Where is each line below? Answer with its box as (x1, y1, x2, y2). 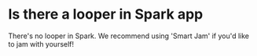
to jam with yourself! (8, 39, 75, 48)
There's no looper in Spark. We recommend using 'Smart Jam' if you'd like (8, 31, 250, 40)
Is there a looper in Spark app (8, 5, 204, 23)
